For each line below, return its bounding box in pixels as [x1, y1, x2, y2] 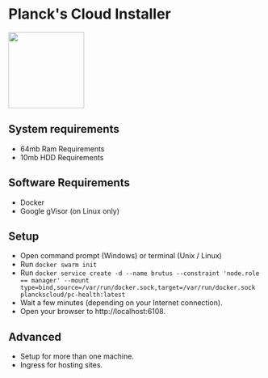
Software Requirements [8, 176, 131, 190]
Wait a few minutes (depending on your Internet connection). [19, 298, 224, 308]
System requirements [8, 122, 119, 136]
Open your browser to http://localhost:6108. [19, 307, 166, 316]
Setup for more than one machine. [19, 351, 135, 361]
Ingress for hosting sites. [19, 360, 103, 370]
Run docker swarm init [19, 260, 97, 270]
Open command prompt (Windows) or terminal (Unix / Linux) [19, 251, 222, 261]
